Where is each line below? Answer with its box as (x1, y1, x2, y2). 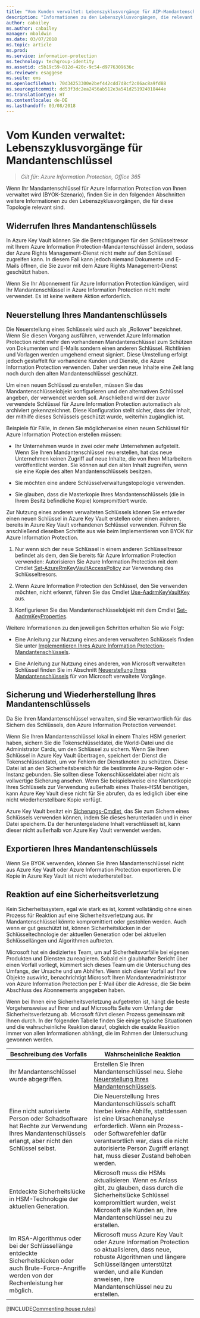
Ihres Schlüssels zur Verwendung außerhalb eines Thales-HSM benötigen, (6, 783, 189, 790)
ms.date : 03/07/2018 (6, 36, 58, 42)
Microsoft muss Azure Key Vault (93, 1230, 183, 1238)
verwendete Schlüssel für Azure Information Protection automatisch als (6, 400, 181, 408)
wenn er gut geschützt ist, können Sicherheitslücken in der (6, 924, 151, 931)
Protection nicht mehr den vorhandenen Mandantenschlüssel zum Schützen (6, 339, 193, 346)
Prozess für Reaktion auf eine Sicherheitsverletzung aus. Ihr (6, 912, 154, 919)
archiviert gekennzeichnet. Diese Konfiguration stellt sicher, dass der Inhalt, (6, 407, 192, 414)
